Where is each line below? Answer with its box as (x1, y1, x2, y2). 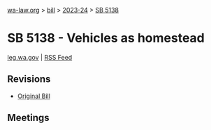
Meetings (7, 112, 50, 124)
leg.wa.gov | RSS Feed (7, 53, 73, 61)
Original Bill (17, 92, 51, 100)
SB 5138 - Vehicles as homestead (7, 31, 205, 46)
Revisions (7, 73, 51, 86)
